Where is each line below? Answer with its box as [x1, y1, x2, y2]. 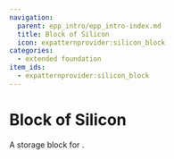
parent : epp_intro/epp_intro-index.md [17, 21, 162, 30]
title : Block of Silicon [17, 29, 110, 38]
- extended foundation [17, 54, 102, 63]
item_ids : [9, 63, 46, 72]
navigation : [9, 13, 54, 22]
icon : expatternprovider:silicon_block [17, 38, 166, 47]
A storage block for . [9, 139, 85, 150]
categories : [9, 46, 54, 55]
